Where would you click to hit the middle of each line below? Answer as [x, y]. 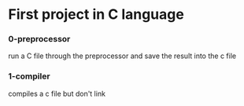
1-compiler [29, 76]
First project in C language [96, 15]
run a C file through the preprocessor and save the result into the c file [122, 56]
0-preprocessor [39, 39]
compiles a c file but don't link [57, 93]
